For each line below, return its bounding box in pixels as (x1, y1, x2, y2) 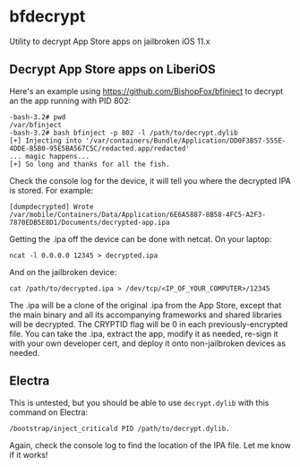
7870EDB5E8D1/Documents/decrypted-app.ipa (9, 218, 170, 227)
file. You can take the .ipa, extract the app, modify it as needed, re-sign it (9, 328, 279, 339)
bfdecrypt (9, 6, 86, 27)
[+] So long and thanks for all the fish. (9, 160, 170, 169)
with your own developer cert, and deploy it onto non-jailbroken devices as (9, 338, 287, 349)
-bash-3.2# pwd (9, 112, 66, 122)
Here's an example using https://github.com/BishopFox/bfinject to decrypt (9, 85, 284, 96)
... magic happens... (9, 151, 90, 160)
